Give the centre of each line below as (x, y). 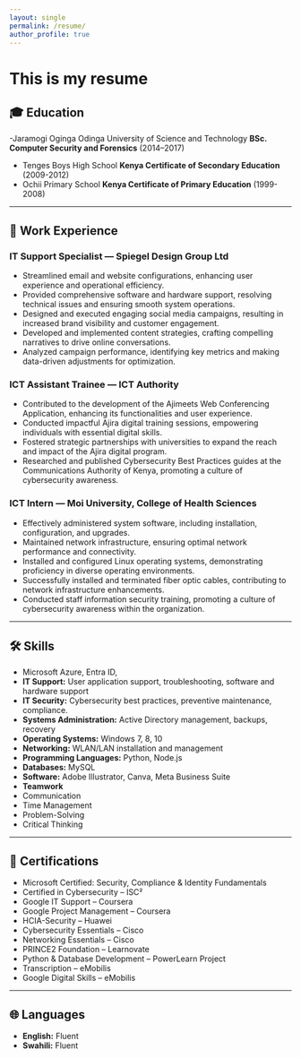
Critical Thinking (52, 824)
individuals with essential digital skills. (92, 433)
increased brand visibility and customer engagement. (120, 323)
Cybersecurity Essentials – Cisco (83, 930)
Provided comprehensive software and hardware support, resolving (147, 295)
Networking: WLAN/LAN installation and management (123, 748)
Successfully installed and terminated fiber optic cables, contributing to (154, 580)
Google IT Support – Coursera (77, 902)
